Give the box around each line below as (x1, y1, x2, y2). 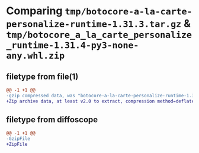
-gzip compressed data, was (6, 93, 76, 98)
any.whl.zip (6, 50, 65, 62)
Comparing (6, 4, 63, 18)
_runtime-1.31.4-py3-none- (6, 40, 139, 51)
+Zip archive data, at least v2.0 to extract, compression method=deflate (6, 98, 195, 104)
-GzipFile (6, 136, 31, 142)
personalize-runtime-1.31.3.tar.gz (6, 19, 182, 30)
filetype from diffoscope (6, 114, 98, 125)
